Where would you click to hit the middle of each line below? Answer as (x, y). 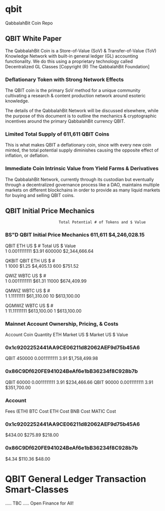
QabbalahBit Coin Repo (29, 23)
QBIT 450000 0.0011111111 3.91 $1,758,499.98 (52, 358)
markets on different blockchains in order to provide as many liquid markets (83, 190)
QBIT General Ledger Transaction (76, 479)
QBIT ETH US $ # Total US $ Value (41, 246)
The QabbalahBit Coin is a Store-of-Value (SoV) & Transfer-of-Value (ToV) (81, 50)
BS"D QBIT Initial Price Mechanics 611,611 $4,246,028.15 (75, 235)
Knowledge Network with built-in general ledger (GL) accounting (72, 56)
